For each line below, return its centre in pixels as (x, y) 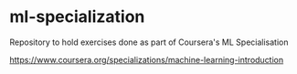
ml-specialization (77, 17)
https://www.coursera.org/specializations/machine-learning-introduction (147, 59)
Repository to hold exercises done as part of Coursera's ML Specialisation (149, 42)
